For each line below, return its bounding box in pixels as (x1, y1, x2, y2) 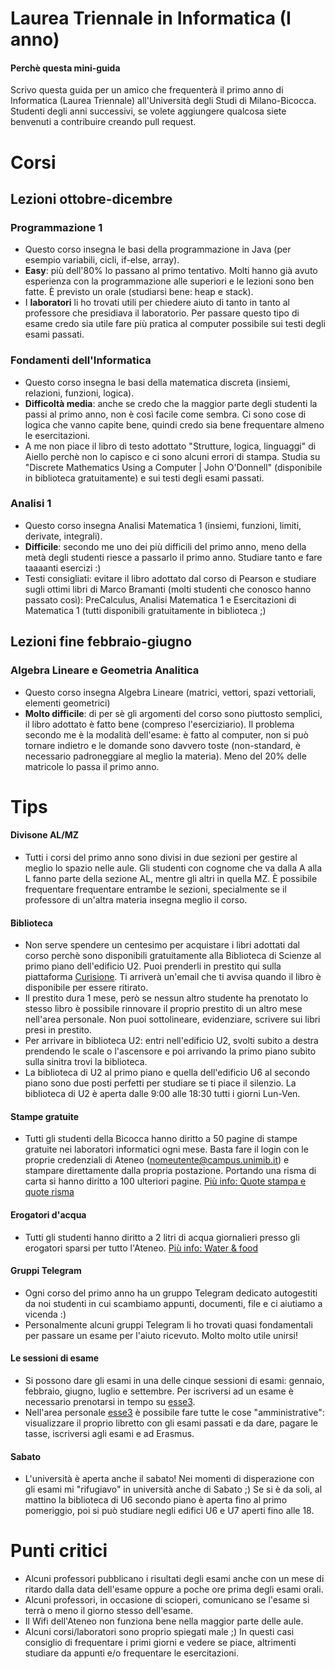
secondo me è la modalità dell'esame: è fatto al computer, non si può (24, 728, 309, 741)
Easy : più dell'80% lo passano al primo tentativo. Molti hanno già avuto (24, 265, 318, 277)
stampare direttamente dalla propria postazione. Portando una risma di (24, 1165, 317, 1177)
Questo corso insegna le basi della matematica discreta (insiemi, (24, 376, 291, 388)
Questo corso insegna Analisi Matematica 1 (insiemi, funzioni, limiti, (24, 519, 302, 531)
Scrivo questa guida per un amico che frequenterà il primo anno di (10, 84, 284, 96)
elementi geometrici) (24, 697, 111, 709)
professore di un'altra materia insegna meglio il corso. (24, 893, 248, 906)
